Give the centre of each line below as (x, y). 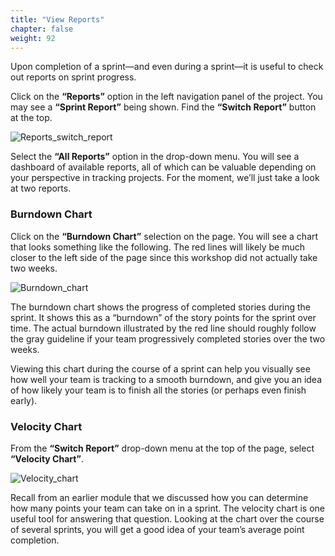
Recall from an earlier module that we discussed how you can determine (159, 497)
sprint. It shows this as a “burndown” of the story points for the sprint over (163, 317)
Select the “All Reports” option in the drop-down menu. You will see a (155, 157)
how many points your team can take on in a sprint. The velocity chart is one (167, 508)
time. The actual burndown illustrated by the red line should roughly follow (163, 328)
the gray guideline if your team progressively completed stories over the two (168, 338)
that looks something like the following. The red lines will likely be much (157, 247)
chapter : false (42, 29)
